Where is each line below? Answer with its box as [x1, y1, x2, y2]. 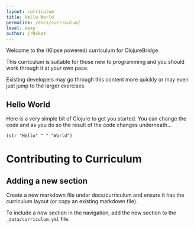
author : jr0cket [6, 31, 46, 37]
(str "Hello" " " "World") [6, 132, 73, 139]
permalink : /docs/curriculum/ [6, 19, 81, 25]
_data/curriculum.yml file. [6, 215, 70, 222]
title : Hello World [6, 14, 54, 20]
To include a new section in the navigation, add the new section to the [6, 209, 176, 216]
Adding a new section [6, 175, 88, 186]
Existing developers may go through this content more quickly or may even [6, 76, 189, 83]
